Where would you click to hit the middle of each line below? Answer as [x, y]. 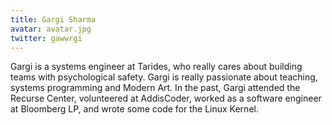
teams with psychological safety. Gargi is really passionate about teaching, [164, 77]
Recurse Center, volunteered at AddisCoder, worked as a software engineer [166, 98]
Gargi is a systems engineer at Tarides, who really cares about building [156, 67]
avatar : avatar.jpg [51, 29]
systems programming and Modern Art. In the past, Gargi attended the [155, 88]
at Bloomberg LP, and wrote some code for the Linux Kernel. [134, 109]
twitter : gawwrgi [46, 38]
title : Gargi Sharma [53, 19]
